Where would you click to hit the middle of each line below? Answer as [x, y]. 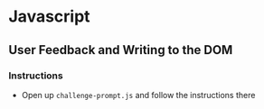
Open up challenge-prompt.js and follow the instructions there [138, 95]
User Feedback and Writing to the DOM [121, 50]
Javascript [50, 17]
